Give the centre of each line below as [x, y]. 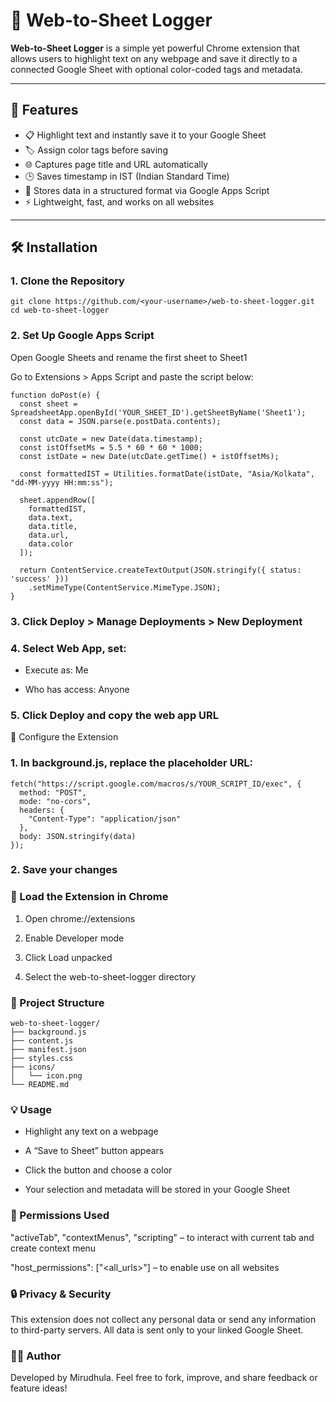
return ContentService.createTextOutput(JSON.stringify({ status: [160, 570]
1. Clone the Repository [67, 281]
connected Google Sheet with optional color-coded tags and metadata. [157, 69]
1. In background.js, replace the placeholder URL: [132, 763]
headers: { [42, 810]
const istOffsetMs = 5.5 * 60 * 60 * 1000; [111, 447]
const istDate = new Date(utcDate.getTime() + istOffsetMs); [149, 456]
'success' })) [40, 579]
